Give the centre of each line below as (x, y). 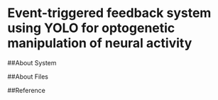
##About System (32, 62)
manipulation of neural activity (100, 43)
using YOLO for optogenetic (91, 28)
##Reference (27, 90)
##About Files (28, 77)
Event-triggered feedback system (109, 13)
